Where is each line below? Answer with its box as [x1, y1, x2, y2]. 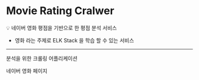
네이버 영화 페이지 [6, 67, 47, 74]
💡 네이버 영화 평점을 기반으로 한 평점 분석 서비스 [6, 24, 117, 31]
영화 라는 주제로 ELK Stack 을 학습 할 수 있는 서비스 [14, 36, 134, 44]
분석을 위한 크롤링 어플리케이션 [6, 55, 78, 62]
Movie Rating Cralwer [6, 4, 114, 18]
